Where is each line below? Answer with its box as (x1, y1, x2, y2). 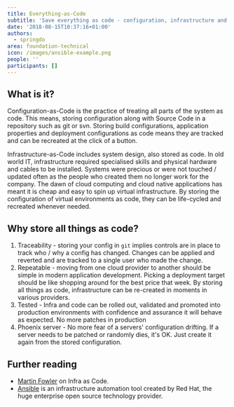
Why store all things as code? (7, 222, 139, 235)
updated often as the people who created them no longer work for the (7, 172, 209, 181)
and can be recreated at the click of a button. (7, 137, 138, 145)
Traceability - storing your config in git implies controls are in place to (17, 241, 221, 249)
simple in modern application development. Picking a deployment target (17, 271, 226, 280)
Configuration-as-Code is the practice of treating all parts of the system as (7, 106, 223, 116)
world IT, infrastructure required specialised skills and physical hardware (7, 158, 217, 166)
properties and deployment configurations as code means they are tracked (7, 129, 224, 137)
